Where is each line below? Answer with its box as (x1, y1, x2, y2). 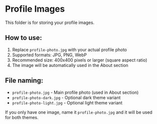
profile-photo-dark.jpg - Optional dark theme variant (12, 94, 121, 101)
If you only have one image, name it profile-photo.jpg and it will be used (5, 109, 153, 115)
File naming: (5, 77, 43, 85)
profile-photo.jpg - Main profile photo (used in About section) (12, 89, 139, 95)
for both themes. (5, 114, 39, 120)
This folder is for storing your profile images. (5, 20, 95, 25)
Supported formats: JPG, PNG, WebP (12, 52, 87, 58)
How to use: (5, 34, 42, 42)
